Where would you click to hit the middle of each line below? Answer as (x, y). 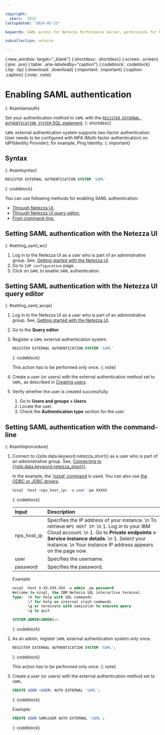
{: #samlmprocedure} (27, 447)
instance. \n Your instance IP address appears (100, 545)
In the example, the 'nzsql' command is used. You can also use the (80, 476)
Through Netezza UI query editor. (46, 213)
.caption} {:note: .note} (28, 75)
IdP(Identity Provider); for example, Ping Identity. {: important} (68, 143)
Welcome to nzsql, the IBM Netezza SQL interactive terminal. (77, 592)
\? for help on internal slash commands (69, 602)
